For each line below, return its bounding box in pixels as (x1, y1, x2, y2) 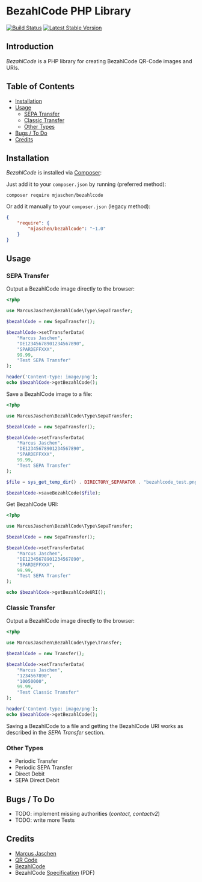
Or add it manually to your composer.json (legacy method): (6, 203, 151, 210)
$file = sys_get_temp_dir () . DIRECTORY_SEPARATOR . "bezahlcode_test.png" (6, 479, 200, 485)
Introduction (6, 42, 54, 52)
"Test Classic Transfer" (17, 689, 79, 695)
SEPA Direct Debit (14, 777, 60, 784)
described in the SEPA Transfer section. (6, 729, 105, 736)
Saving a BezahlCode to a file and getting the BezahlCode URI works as (6, 722, 183, 729)
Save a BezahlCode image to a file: (6, 390, 93, 398)
